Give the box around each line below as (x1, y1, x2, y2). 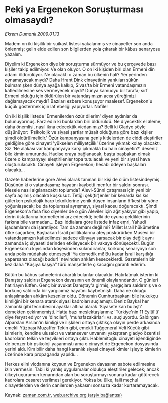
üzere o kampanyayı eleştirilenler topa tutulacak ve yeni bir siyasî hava (5, 156, 150, 162)
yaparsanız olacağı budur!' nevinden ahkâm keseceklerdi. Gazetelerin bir (5, 256, 155, 262)
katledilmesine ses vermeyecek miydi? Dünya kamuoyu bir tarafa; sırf (5, 87, 148, 93)
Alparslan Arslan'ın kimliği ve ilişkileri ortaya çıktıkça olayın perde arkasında (5, 319, 160, 325)
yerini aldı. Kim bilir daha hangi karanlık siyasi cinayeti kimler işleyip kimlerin (5, 346, 161, 352)
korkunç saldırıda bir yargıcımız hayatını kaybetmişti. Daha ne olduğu (5, 287, 147, 293)
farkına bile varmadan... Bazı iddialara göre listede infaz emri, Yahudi (5, 219, 146, 225)
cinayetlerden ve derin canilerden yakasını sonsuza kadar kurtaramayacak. (5, 382, 159, 388)
